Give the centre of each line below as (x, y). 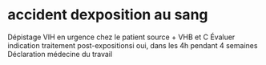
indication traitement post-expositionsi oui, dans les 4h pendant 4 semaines (133, 45)
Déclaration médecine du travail (60, 54)
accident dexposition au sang (108, 15)
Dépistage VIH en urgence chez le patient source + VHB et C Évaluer (121, 37)
